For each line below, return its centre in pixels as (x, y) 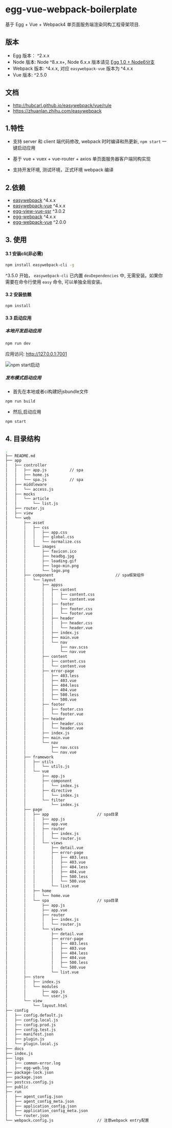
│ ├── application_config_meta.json (47, 1111)
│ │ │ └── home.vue (38, 896)
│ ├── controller (26, 465)
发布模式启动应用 (23, 378)
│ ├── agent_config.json (34, 1097)
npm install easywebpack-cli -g (40, 265)
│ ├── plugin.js (25, 1039)
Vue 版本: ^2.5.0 (30, 75)
